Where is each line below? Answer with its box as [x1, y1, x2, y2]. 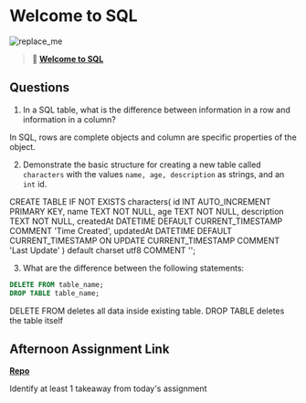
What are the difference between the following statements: [22, 262, 245, 273]
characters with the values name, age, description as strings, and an [22, 168, 285, 179]
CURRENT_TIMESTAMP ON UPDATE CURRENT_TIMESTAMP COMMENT [9, 235, 280, 246]
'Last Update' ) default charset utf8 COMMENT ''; [9, 244, 196, 256]
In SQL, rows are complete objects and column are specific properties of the [9, 132, 297, 143]
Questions [9, 80, 70, 96]
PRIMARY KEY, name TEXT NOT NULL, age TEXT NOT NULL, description [9, 206, 285, 217]
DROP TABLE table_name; [9, 289, 100, 298]
